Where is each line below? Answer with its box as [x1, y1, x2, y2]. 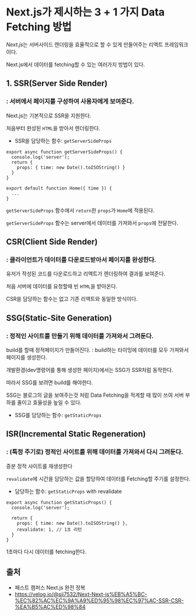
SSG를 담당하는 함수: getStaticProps [14, 412, 102, 418]
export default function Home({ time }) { [6, 185, 112, 191]
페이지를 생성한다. [6, 354, 48, 361]
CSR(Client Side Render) [6, 237, 98, 247]
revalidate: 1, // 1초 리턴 [17, 527, 82, 532]
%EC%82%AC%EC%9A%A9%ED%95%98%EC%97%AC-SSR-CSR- [14, 596, 184, 604]
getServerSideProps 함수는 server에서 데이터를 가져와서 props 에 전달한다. [6, 219, 179, 226]
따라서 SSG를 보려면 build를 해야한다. [6, 379, 93, 386]
